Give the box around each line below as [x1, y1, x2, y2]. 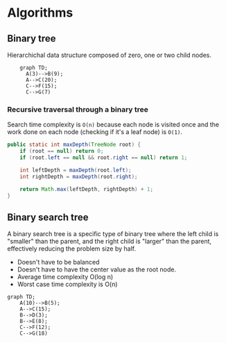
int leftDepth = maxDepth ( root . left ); [19, 167, 132, 174]
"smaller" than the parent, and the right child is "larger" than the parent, [7, 237, 212, 246]
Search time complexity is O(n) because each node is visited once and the [7, 120, 220, 129]
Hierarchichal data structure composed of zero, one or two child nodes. [7, 51, 212, 59]
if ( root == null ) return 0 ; [19, 148, 104, 155]
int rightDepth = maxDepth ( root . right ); [19, 173, 138, 180]
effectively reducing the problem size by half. [7, 244, 137, 253]
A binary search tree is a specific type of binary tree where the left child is [7, 230, 219, 238]
